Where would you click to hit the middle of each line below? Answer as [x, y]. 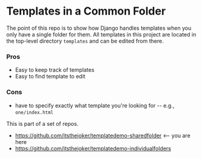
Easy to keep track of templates [55, 70]
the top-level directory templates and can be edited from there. [85, 41]
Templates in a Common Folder [86, 11]
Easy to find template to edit [50, 77]
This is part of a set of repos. [42, 123]
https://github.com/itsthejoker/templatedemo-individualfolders [93, 148]
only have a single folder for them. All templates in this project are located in [101, 34]
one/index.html [34, 112]
